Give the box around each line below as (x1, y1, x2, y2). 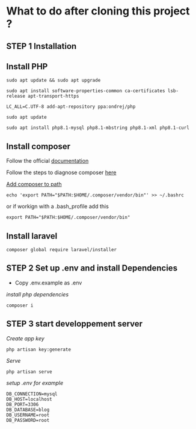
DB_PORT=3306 (6, 401, 39, 407)
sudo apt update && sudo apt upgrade (6, 77, 101, 84)
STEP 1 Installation (6, 41, 77, 51)
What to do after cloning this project (6, 4, 191, 18)
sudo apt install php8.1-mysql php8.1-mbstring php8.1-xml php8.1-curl (6, 125, 189, 131)
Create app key (6, 334, 45, 342)
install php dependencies (6, 290, 69, 298)
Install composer (6, 141, 71, 151)
